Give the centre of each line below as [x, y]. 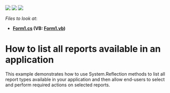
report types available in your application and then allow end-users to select [85, 79]
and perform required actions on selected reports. [58, 85]
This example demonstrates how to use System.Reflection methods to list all [85, 74]
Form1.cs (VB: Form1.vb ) [39, 28]
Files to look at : [21, 18]
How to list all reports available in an [83, 49]
